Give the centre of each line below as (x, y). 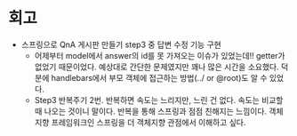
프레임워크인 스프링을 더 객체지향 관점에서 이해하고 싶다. (148, 122)
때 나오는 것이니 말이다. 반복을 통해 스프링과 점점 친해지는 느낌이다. (151, 111)
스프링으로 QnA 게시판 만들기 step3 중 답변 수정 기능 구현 (121, 44)
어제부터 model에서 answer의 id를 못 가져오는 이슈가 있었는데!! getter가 (160, 55)
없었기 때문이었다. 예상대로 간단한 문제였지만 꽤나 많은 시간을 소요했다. (157, 67)
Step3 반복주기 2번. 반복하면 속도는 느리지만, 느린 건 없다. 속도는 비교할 (159, 100)
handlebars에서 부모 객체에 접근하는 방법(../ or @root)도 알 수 (159, 77)
